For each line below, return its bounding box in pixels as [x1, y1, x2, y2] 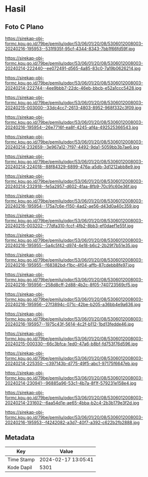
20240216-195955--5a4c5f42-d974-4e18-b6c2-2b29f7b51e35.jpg [5, 243, 138, 248]
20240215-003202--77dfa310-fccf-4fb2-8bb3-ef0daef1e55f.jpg [5, 223, 134, 229]
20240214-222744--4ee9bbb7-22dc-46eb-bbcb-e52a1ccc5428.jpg [5, 85, 142, 91]
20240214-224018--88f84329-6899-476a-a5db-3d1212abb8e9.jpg [5, 164, 141, 169]
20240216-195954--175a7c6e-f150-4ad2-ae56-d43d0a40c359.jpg [5, 203, 139, 209]
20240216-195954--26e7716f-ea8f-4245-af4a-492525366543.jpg [5, 124, 138, 130]
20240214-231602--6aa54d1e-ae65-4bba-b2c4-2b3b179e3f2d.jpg [5, 400, 140, 405]
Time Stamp [7, 456, 35, 463]
